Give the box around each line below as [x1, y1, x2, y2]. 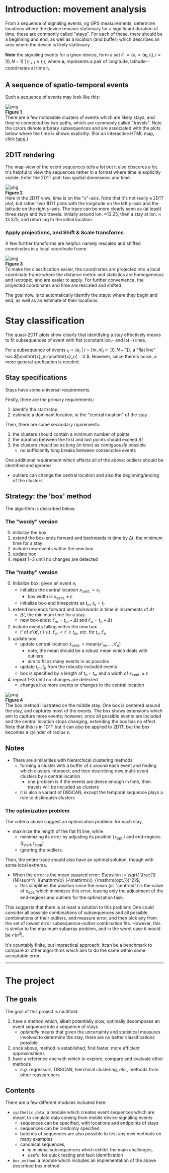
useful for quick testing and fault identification [27, 1152, 123, 1158]
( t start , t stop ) [20, 840, 44, 848]
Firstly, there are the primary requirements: [5, 397, 94, 403]
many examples [20, 1136, 53, 1142]
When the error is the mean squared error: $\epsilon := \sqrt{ [12, 872, 139, 878]
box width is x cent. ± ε [27, 593, 73, 601]
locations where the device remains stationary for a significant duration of [5, 25, 158, 31]
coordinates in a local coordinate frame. [5, 246, 88, 252]
